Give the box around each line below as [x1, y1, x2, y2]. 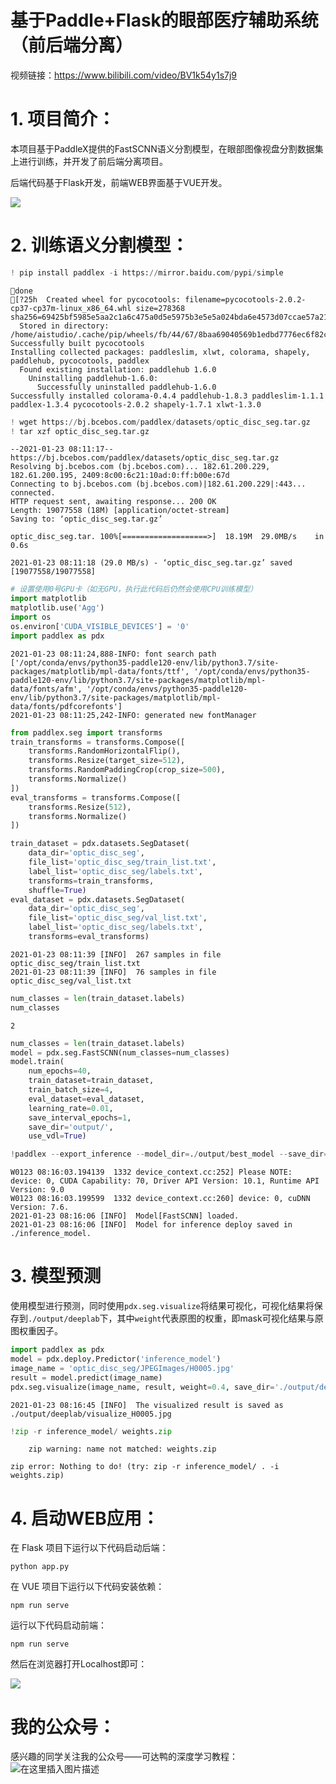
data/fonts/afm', [10, 684, 83, 694]
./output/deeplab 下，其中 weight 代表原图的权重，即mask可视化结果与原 [28, 1312, 324, 1325]
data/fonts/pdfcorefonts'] [10, 701, 123, 711]
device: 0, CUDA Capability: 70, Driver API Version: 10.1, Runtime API [10, 1176, 320, 1186]
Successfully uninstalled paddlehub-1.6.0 [36, 382, 217, 392]
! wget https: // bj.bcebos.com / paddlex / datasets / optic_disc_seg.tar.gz [10, 417, 311, 427]
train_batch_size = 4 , [28, 1085, 114, 1095]
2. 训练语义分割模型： [10, 234, 189, 257]
